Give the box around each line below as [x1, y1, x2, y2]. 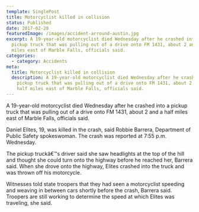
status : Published [6, 20, 52, 25]
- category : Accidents [11, 58, 68, 64]
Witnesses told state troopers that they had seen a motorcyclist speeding [6, 180, 185, 187]
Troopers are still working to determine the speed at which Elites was [6, 193, 175, 200]
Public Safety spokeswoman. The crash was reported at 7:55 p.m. [6, 132, 167, 139]
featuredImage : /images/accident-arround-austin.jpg [6, 31, 139, 37]
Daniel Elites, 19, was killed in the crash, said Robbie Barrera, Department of [6, 126, 191, 133]
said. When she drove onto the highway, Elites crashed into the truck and [6, 162, 185, 169]
